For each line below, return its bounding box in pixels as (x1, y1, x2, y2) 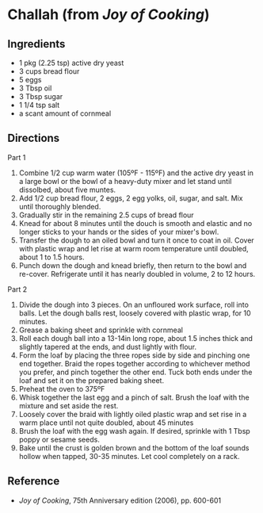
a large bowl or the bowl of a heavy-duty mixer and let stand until (18, 176, 232, 186)
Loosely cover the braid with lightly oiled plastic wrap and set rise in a (18, 409, 247, 419)
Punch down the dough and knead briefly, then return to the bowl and (18, 260, 247, 270)
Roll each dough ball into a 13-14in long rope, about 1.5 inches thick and (18, 333, 253, 343)
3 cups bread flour (18, 67, 80, 76)
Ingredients (7, 37, 66, 51)
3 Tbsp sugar (18, 92, 63, 101)
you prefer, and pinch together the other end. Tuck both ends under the (18, 367, 253, 377)
